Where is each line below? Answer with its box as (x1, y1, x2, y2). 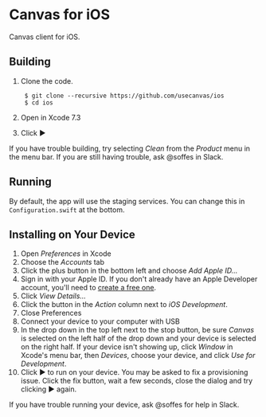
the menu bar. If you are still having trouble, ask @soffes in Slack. (9, 151, 224, 161)
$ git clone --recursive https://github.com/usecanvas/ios (24, 92, 225, 100)
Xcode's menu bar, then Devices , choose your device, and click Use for (20, 351, 256, 360)
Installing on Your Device (9, 227, 136, 241)
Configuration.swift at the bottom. (9, 205, 125, 214)
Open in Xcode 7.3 (20, 112, 81, 122)
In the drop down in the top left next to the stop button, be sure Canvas (20, 325, 254, 335)
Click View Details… (20, 291, 87, 301)
